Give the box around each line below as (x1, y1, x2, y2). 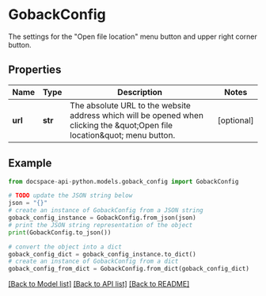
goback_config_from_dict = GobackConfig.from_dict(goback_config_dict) (8, 265, 249, 273)
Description (117, 86, 163, 97)
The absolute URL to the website (70, 100, 192, 111)
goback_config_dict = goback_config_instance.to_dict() (8, 250, 196, 258)
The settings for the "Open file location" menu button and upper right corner (8, 32, 257, 41)
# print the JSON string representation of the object (8, 221, 193, 229)
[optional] (217, 115, 254, 126)
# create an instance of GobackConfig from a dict (8, 257, 179, 266)
